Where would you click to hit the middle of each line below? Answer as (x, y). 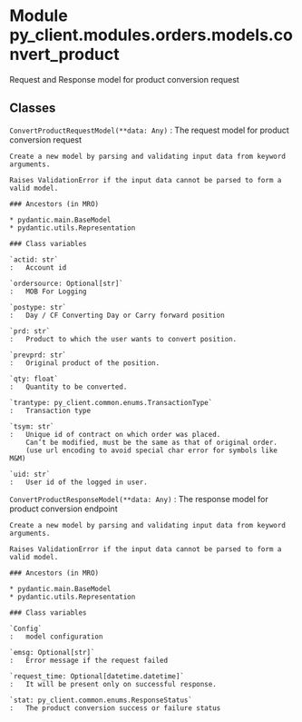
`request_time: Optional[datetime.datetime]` (97, 676)
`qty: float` (34, 379)
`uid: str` (30, 474)
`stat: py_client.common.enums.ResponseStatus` (101, 700)
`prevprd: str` (38, 355)
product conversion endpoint (63, 509)
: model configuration (56, 637)
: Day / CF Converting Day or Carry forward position (117, 315)
